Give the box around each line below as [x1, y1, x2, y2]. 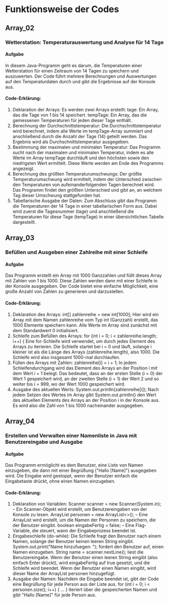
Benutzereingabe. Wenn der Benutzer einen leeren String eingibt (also [12, 555, 158, 561]
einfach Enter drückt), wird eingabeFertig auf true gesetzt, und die [12, 560, 150, 566]
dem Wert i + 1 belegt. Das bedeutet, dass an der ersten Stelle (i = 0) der [12, 370, 163, 376]
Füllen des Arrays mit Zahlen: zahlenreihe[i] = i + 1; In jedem [12, 359, 137, 366]
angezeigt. [12, 165, 35, 171]
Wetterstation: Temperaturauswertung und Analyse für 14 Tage [5, 39, 164, 46]
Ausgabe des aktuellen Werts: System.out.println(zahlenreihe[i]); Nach [12, 386, 159, 392]
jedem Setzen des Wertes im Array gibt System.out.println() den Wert [12, 392, 156, 398]
